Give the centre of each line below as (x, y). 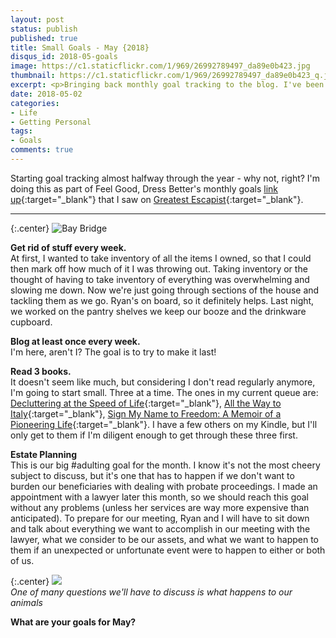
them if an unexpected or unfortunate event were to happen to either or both (168, 550)
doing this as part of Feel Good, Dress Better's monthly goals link (144, 188)
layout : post (37, 19)
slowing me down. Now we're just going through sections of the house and (165, 290)
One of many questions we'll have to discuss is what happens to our (151, 592)
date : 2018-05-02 (46, 94)
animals (26, 602)
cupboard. (31, 322)
